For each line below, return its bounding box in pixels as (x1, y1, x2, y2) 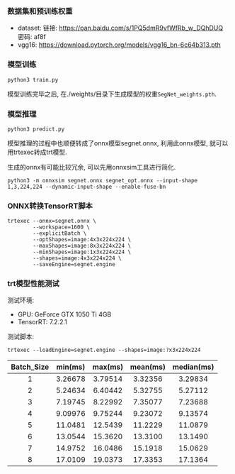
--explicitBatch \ (33, 230, 87, 237)
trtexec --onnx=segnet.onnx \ (7, 218, 97, 225)
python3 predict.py (7, 126, 65, 133)
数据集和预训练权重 (7, 6, 73, 16)
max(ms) (92, 362, 124, 372)
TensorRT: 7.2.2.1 (17, 318, 67, 326)
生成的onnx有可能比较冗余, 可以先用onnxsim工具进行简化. (7, 162, 176, 171)
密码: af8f (17, 33, 46, 41)
